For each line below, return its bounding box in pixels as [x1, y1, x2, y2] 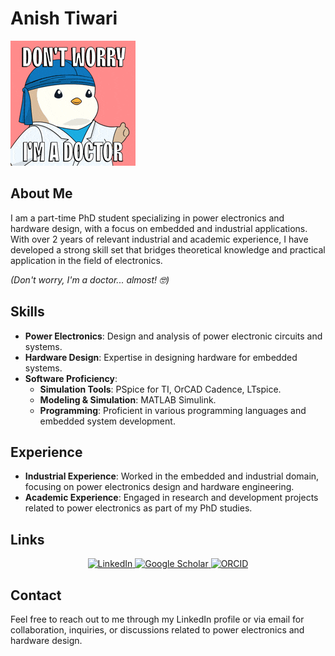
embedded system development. [39, 415, 176, 427]
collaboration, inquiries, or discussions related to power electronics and [10, 624, 305, 636]
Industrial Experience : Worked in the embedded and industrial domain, [24, 470, 320, 482]
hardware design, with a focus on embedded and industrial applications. [10, 222, 308, 234]
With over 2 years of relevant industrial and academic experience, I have [10, 233, 309, 245]
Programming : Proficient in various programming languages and [39, 404, 307, 416]
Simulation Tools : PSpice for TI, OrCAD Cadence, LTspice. [39, 383, 282, 395]
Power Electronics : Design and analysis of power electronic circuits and [24, 330, 323, 342]
